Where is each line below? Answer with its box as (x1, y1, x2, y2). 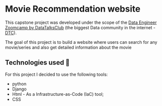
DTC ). (5, 30, 17, 35)
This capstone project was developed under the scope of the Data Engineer (5, 19, 157, 25)
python (12, 81, 27, 87)
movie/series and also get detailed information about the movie (5, 44, 132, 50)
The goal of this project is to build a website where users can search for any (5, 39, 158, 45)
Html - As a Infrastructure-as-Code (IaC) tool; (12, 91, 104, 97)
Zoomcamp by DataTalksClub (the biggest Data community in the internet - (5, 24, 156, 30)
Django (12, 86, 27, 92)
